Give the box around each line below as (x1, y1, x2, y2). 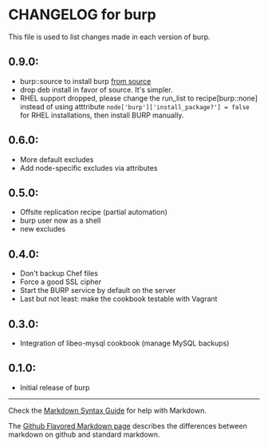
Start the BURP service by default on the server (19, 286, 176, 295)
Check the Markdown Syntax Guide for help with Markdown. (8, 405, 207, 415)
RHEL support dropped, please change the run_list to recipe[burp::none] (19, 93, 258, 103)
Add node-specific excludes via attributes (19, 163, 158, 172)
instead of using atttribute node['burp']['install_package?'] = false (19, 101, 250, 111)
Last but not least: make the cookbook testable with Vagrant (19, 294, 218, 304)
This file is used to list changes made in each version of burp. (8, 32, 211, 42)
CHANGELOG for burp (8, 6, 157, 24)
